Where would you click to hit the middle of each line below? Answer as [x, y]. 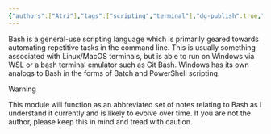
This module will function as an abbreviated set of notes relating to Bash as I [135, 104]
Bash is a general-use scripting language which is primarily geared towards [134, 39]
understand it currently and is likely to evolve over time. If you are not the [130, 113]
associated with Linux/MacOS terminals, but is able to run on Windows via [131, 56]
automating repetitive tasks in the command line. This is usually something [132, 47]
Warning [22, 89]
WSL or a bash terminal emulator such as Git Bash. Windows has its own [129, 65]
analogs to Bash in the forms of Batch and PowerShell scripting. [114, 73]
